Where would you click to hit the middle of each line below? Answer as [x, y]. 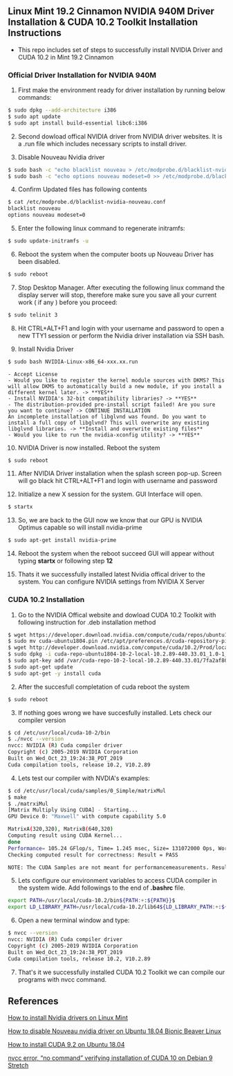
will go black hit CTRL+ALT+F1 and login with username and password [118, 481]
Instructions [35, 33]
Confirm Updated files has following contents [82, 189]
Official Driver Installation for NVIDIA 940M [82, 75]
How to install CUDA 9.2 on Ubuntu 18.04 [66, 1045]
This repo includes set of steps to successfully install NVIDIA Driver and [120, 50]
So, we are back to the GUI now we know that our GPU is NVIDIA [110, 520]
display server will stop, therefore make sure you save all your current [117, 294]
